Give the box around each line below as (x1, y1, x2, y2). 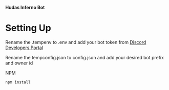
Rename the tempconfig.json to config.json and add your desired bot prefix (5, 54, 164, 60)
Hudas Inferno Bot (5, 5, 45, 10)
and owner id (5, 60, 33, 66)
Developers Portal (5, 44, 44, 51)
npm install (5, 79, 31, 85)
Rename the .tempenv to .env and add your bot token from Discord (5, 39, 146, 45)
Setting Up (5, 22, 51, 34)
